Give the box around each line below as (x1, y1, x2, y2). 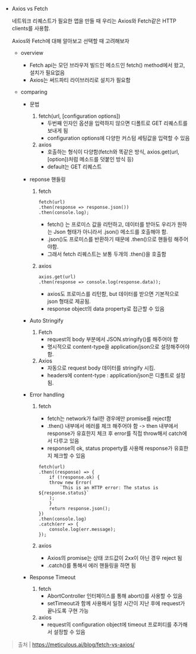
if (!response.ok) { (49, 474, 100, 480)
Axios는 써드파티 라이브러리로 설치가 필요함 (29, 77, 131, 83)
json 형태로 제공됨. (47, 298, 91, 305)
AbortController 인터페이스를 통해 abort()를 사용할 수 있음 (47, 592, 183, 599)
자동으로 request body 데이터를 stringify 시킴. (47, 364, 156, 371)
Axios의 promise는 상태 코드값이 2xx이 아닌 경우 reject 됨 (47, 555, 182, 561)
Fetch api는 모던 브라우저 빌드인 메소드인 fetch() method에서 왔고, (29, 62, 185, 68)
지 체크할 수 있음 (47, 452, 86, 459)
